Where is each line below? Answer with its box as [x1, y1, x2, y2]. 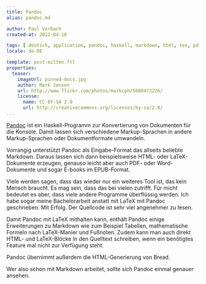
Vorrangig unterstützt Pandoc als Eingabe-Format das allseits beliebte [6, 146, 183, 154]
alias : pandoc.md [6, 15, 51, 21]
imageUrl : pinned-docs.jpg [17, 76, 86, 83]
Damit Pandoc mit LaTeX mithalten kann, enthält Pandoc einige [6, 215, 165, 223]
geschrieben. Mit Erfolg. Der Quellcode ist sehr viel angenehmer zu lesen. [6, 203, 193, 211]
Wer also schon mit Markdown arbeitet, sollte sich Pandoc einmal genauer [6, 265, 194, 272]
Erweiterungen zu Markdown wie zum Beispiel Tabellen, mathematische [6, 222, 188, 230]
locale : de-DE [6, 48, 43, 54]
